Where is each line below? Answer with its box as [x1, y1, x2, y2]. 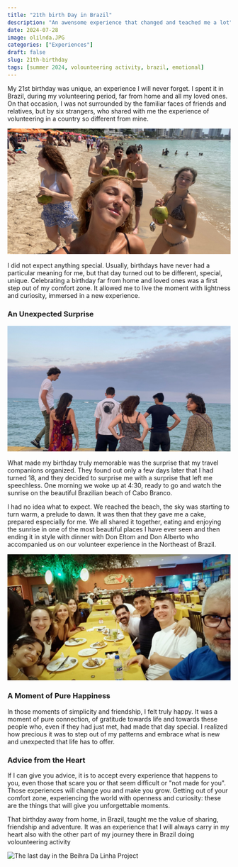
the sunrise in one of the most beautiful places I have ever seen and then [7, 525, 220, 534]
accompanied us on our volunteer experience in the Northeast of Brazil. [7, 540, 217, 549]
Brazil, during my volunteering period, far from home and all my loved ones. [7, 92, 228, 100]
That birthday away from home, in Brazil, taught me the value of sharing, [7, 815, 219, 824]
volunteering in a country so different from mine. [7, 114, 149, 123]
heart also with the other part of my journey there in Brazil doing [7, 830, 195, 839]
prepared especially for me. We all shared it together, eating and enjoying [7, 518, 222, 526]
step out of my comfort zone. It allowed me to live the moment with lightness [7, 284, 231, 292]
